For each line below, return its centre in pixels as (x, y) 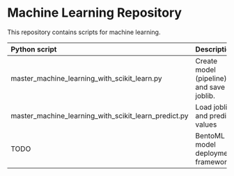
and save (210, 87)
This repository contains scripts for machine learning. (84, 32)
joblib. (205, 95)
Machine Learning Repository (95, 13)
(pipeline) (211, 78)
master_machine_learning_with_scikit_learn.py (86, 78)
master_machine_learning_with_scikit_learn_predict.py (100, 115)
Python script (34, 49)
